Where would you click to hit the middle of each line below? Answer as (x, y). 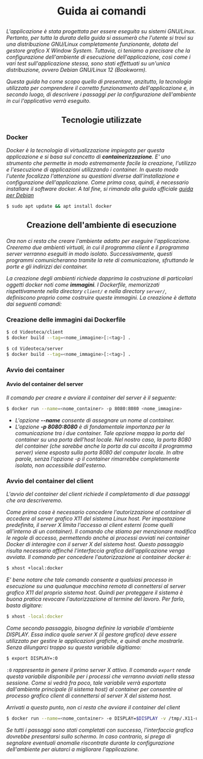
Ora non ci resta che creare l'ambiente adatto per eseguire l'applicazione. (99, 241)
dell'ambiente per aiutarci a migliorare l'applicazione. (73, 749)
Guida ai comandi (101, 11)
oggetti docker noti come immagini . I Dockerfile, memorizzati (83, 285)
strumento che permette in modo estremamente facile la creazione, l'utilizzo (101, 163)
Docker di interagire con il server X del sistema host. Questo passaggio (95, 544)
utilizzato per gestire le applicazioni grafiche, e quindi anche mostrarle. (95, 641)
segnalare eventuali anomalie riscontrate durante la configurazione (91, 743)
